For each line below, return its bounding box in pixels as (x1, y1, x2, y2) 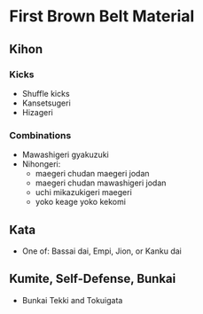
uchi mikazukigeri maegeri (35, 187, 133, 198)
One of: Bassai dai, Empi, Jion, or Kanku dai (21, 246, 182, 256)
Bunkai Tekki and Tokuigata (21, 294, 123, 305)
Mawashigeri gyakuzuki (21, 149, 109, 161)
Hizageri (21, 106, 53, 117)
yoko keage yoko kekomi (35, 197, 127, 208)
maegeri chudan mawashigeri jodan (35, 177, 167, 188)
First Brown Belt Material (9, 6, 195, 27)
